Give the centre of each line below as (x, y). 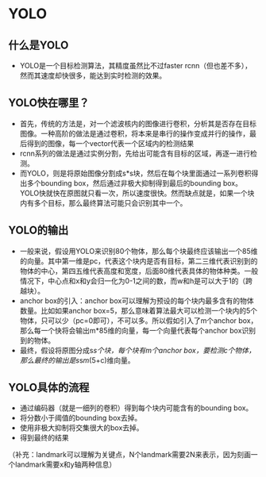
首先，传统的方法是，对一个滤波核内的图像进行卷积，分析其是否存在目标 (138, 123)
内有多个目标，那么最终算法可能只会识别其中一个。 (103, 202)
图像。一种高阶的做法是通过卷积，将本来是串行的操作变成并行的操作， (135, 133)
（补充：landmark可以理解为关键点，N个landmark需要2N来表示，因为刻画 (130, 455)
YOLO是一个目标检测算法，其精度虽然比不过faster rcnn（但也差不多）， (136, 65)
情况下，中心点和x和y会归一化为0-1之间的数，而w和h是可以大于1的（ (133, 281)
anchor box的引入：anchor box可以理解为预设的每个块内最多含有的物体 (137, 300)
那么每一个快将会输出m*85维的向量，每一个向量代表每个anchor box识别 (138, 330)
